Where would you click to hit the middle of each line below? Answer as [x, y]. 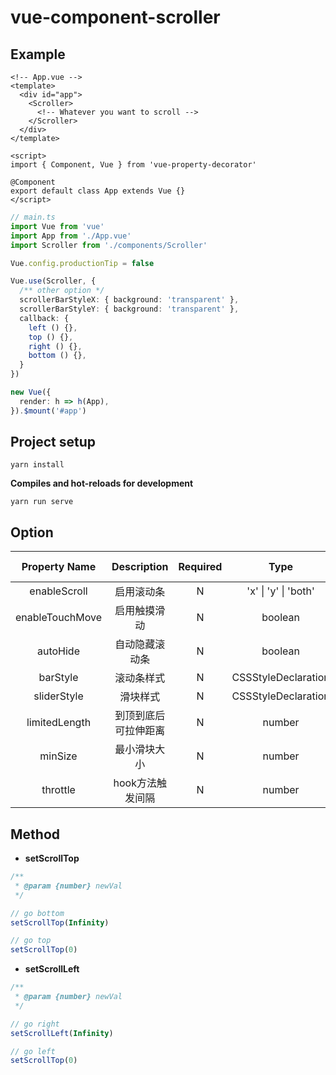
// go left [33, 1051]
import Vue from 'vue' [57, 226]
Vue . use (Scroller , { [53, 281]
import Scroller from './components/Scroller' [109, 245]
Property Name [59, 567]
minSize [58, 756]
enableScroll [58, 591]
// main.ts [33, 217]
